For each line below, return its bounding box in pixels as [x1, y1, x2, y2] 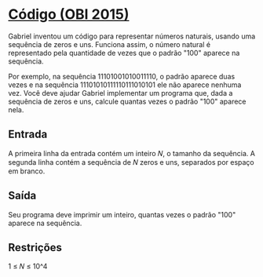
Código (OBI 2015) [8, 5, 130, 24]
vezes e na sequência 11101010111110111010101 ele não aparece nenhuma [8, 80, 242, 89]
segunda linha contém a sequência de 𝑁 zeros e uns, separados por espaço [8, 157, 255, 166]
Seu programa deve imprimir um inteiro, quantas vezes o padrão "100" [8, 210, 236, 219]
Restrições [8, 241, 63, 254]
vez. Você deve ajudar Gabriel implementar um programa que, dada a [8, 88, 233, 97]
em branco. [8, 166, 46, 176]
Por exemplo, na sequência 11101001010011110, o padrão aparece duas [8, 71, 236, 81]
